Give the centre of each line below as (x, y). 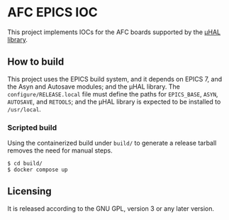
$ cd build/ (25, 164)
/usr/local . (24, 109)
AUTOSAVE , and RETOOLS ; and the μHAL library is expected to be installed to (114, 101)
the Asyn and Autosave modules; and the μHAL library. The (94, 87)
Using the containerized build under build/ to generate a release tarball (112, 143)
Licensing (29, 191)
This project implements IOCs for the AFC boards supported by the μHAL (114, 32)
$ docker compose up (38, 170)
